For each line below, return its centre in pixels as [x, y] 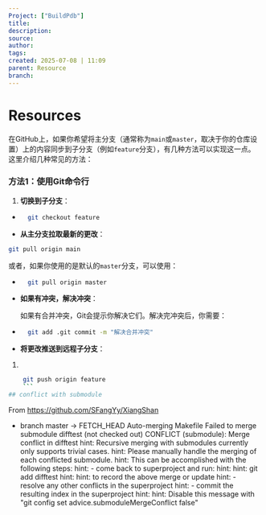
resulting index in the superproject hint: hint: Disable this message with [137, 494]
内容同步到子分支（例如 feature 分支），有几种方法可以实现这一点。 [145, 149]
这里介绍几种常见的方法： [51, 159]
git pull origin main [45, 249]
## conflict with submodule [55, 395]
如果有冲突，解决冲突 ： [59, 299]
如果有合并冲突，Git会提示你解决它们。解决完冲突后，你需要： [123, 315]
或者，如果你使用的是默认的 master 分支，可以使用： [93, 266]
